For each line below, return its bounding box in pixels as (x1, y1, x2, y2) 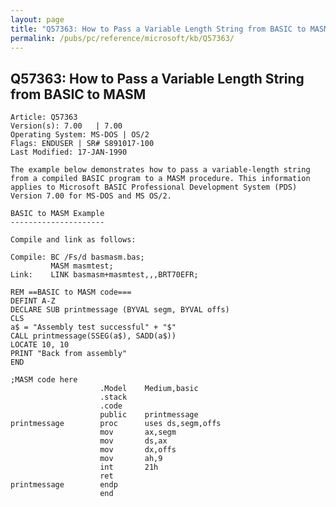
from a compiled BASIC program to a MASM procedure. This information (10, 174, 311, 184)
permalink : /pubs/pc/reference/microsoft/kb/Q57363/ (10, 33, 235, 43)
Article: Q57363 (10, 112, 78, 123)
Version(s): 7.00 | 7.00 (10, 121, 123, 131)
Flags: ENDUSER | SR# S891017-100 (10, 139, 155, 149)
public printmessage (99, 410, 199, 420)
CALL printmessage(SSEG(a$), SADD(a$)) (10, 331, 177, 341)
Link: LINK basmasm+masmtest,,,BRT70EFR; (10, 270, 199, 280)
